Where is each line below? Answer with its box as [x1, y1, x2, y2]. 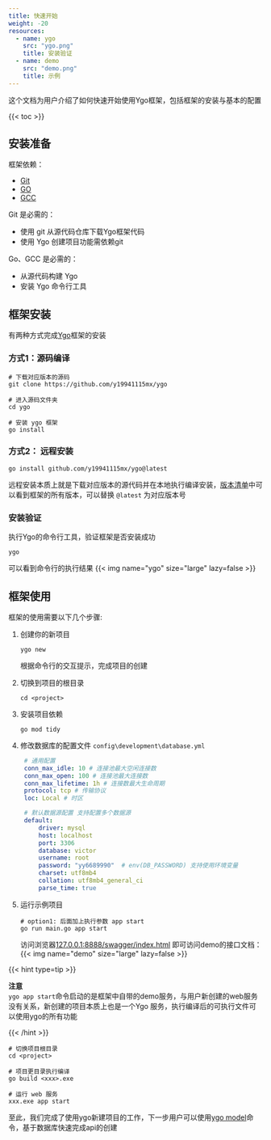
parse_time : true [38, 884, 97, 892]
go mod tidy [19, 725, 60, 733]
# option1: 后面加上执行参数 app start [19, 917, 145, 926]
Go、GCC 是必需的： [8, 254, 78, 264]
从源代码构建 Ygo [19, 272, 78, 281]
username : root [38, 854, 90, 862]
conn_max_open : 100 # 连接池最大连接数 [23, 771, 148, 780]
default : [23, 817, 54, 825]
